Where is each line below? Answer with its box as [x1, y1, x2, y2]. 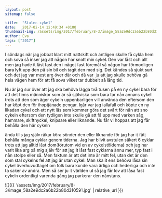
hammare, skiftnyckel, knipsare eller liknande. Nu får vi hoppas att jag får [5, 117, 150, 123]
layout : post [5, 7, 31, 12]
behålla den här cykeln [5, 122, 50, 128]
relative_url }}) [95, 187, 123, 193]
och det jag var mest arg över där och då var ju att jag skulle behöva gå [5, 72, 148, 78]
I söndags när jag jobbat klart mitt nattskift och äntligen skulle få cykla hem [5, 51, 154, 57]
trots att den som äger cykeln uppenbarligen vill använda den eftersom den [5, 97, 154, 102]
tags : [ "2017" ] [5, 38, 36, 43]
